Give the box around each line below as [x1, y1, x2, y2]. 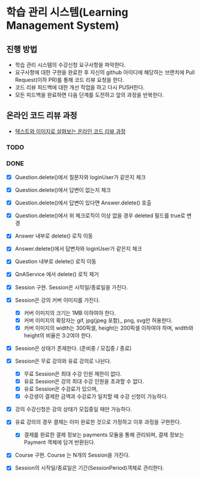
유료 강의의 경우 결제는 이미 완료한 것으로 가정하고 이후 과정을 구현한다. [14, 419, 182, 426]
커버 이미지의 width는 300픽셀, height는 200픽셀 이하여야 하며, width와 [23, 324, 194, 331]
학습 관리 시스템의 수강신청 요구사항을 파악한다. [14, 61, 126, 68]
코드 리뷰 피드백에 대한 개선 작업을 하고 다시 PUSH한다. [14, 84, 145, 91]
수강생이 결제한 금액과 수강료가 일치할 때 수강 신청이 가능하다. [23, 393, 168, 400]
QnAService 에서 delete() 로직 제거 [14, 271, 99, 278]
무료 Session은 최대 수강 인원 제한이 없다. [23, 370, 122, 377]
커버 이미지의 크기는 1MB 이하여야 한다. [23, 309, 116, 316]
